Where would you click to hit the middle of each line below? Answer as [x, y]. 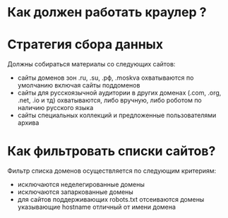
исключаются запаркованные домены [76, 192]
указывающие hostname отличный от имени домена [97, 207]
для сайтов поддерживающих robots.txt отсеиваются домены [111, 200]
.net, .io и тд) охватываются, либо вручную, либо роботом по [110, 100]
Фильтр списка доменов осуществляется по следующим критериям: [112, 171]
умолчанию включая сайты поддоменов [79, 85]
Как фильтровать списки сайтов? [112, 151]
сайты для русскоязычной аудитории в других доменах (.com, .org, [119, 93]
